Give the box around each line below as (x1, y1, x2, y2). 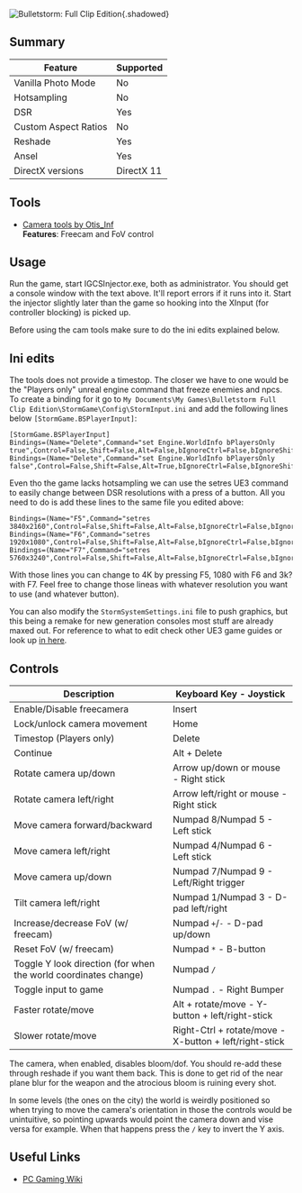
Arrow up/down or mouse (172, 761, 281, 774)
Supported (116, 61, 164, 74)
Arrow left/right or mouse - (172, 788, 288, 800)
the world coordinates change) (13, 969, 144, 981)
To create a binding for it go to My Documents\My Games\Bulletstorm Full (9, 394, 277, 405)
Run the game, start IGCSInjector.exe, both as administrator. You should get (9, 278, 289, 289)
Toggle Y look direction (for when (13, 958, 155, 970)
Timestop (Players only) (13, 733, 115, 745)
